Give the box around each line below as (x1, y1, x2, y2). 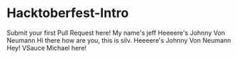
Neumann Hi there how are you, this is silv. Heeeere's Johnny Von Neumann (6, 36, 232, 44)
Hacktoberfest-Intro (6, 5, 129, 21)
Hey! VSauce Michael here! (6, 43, 87, 52)
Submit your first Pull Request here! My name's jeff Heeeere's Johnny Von (6, 28, 226, 37)
